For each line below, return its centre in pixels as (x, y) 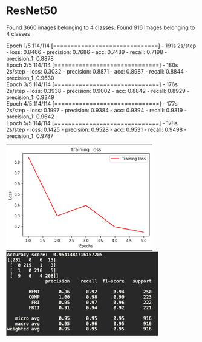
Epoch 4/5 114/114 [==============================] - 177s (92, 103)
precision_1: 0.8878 (30, 58)
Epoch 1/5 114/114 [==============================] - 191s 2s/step (101, 46)
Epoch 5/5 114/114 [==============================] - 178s (92, 123)
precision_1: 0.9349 (30, 97)
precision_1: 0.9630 (30, 78)
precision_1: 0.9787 (30, 136)
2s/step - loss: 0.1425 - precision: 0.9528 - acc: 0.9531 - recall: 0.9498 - (96, 129)
